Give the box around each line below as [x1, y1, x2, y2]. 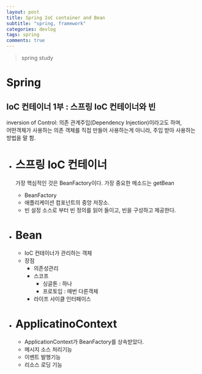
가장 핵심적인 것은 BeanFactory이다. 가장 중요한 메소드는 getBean [15, 179, 174, 187]
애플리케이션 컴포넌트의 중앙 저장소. [24, 198, 110, 206]
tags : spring [6, 32, 40, 38]
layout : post [6, 9, 40, 15]
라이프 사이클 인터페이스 [33, 295, 91, 302]
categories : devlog [6, 26, 56, 32]
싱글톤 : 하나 [42, 280, 72, 287]
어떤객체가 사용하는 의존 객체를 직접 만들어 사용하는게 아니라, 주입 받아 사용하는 [6, 127, 196, 133]
